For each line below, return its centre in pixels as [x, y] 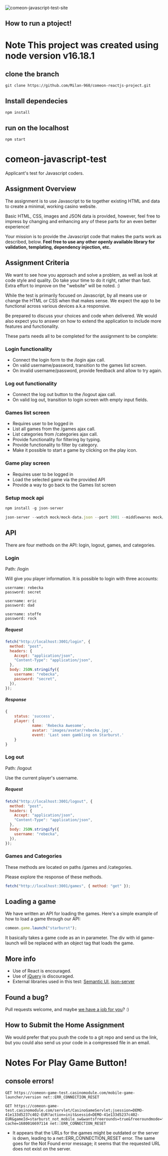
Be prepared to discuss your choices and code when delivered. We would [81, 315]
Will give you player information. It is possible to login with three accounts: [82, 579]
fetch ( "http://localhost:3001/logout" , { [49, 801]
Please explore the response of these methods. [54, 877]
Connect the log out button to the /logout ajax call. [64, 395]
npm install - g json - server [34, 508]
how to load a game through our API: [43, 919]
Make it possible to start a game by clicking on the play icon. [75, 450]
